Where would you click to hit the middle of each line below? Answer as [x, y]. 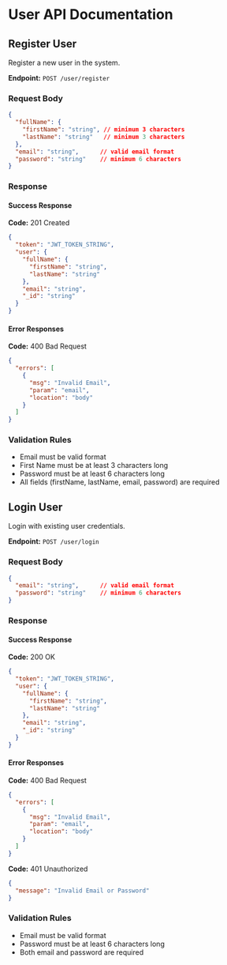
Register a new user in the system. [64, 62]
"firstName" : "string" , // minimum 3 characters [104, 130]
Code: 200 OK [32, 657]
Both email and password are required [82, 952]
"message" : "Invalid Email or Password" [82, 891]
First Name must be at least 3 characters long [94, 466]
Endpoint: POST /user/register [59, 78]
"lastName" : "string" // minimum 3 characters [104, 137]
